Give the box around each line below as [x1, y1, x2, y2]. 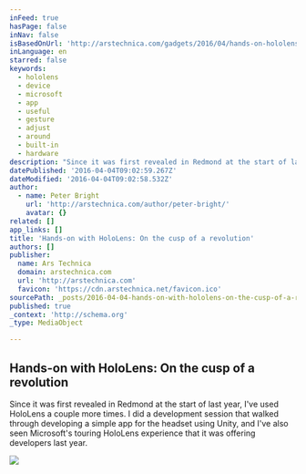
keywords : [9, 65, 47, 74]
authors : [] [9, 242, 55, 252]
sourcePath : [9, 293, 55, 302]
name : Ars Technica [17, 259, 92, 269]
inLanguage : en [9, 47, 67, 57]
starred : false [9, 56, 67, 65]
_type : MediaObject [9, 318, 84, 328]
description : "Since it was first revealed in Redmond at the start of [9, 157, 287, 167]
